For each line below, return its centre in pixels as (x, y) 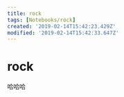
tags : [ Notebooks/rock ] (42, 20)
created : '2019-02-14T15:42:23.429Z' (62, 26)
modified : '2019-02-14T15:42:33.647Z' (63, 33)
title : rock (24, 13)
